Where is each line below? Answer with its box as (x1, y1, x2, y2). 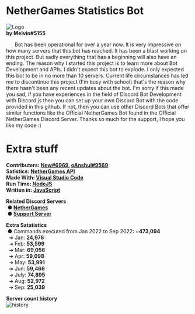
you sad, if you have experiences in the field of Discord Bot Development (6, 91, 182, 98)
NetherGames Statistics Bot (6, 4, 144, 18)
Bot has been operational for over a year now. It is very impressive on (14, 41, 182, 48)
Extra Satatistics (6, 221, 47, 229)
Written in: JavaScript (6, 186, 60, 194)
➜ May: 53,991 (8, 258, 45, 265)
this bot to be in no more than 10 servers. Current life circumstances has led (6, 72, 189, 79)
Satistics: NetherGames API (6, 168, 75, 175)
